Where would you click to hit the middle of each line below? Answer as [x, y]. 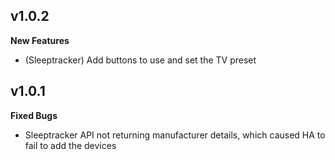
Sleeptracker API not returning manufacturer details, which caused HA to [175, 135]
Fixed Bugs [34, 115]
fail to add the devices [70, 145]
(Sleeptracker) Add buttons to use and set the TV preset [140, 60]
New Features [40, 40]
